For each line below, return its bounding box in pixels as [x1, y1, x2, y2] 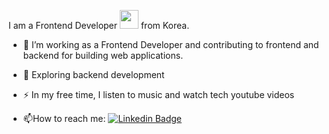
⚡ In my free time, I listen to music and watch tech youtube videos [22, 89, 295, 100]
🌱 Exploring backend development [22, 69, 165, 80]
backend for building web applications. [22, 50, 184, 61]
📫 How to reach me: [22, 113, 106, 124]
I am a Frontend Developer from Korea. [8, 20, 190, 31]
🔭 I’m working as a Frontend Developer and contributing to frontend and [22, 39, 320, 50]
